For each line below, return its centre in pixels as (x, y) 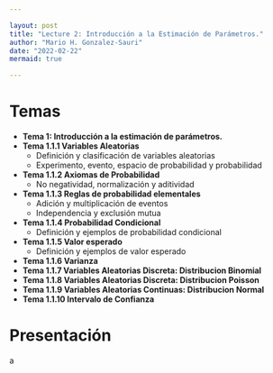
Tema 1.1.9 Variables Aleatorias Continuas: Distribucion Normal (143, 290)
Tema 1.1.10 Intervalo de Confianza (88, 299)
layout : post (34, 25)
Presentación (60, 336)
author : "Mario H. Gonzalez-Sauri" (76, 42)
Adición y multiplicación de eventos (102, 204)
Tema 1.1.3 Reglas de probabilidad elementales (111, 194)
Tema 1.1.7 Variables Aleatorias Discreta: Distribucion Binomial (142, 270)
